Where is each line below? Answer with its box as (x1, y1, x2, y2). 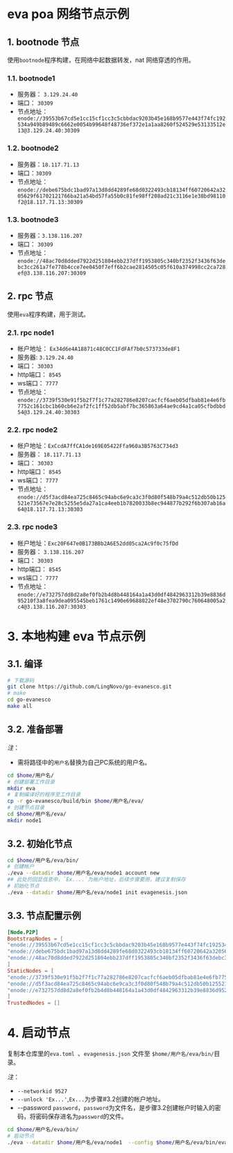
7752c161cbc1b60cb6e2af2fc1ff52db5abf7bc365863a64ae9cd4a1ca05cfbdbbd (17, 403, 226, 410)
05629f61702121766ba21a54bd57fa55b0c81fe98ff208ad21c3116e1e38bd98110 (17, 192, 226, 200)
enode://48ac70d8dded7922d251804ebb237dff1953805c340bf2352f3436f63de (17, 257, 226, 264)
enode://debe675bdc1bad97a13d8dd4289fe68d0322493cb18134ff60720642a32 (17, 187, 226, 193)
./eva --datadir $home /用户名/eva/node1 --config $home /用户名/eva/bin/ (7, 1138, 218, 1146)
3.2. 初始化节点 (7, 838, 73, 850)
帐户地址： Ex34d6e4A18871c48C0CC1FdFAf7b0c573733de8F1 (17, 345, 180, 352)
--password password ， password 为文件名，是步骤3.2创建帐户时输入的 (17, 1104, 215, 1112)
